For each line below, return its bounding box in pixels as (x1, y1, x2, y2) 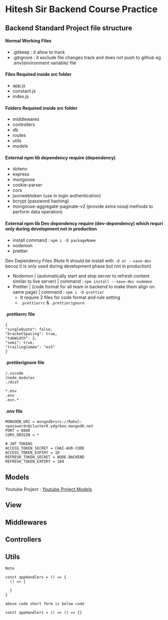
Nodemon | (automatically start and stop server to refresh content (12, 273, 150, 279)
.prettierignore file (5, 360, 44, 366)
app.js (12, 82, 26, 88)
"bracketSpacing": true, (5, 331, 58, 336)
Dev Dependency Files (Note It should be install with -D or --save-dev (5, 257, 151, 263)
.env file (5, 408, 23, 414)
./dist (5, 380, 19, 385)
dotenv (12, 166, 28, 172)
